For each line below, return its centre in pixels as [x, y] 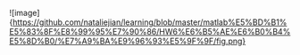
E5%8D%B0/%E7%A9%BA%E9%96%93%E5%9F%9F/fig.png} [128, 41]
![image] [25, 13]
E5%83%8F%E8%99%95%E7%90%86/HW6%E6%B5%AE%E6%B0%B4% [150, 31]
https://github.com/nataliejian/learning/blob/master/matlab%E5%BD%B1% [150, 22]
